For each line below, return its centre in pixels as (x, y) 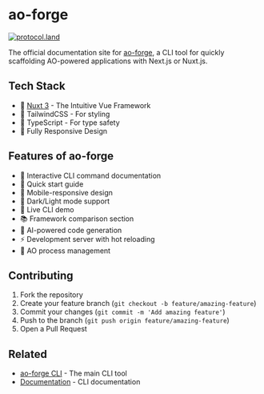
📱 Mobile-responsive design (66, 192)
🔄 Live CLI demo (47, 209)
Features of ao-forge (61, 157)
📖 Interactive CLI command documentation (90, 175)
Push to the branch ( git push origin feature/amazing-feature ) (124, 320)
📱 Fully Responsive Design (64, 131)
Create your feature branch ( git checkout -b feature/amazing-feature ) (138, 304)
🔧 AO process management (65, 251)
